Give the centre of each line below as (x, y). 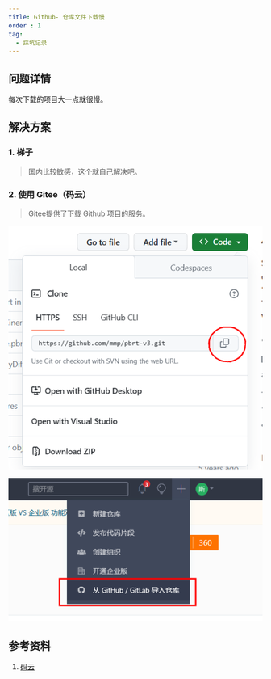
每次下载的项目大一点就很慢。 (58, 99)
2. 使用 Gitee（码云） (50, 194)
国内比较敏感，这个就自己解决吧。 (85, 171)
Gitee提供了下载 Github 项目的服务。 (89, 213)
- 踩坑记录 (31, 43)
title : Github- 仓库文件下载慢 (56, 17)
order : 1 (25, 25)
